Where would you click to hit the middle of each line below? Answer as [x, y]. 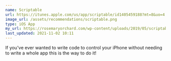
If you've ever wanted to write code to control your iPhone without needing [84, 48]
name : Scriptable [24, 10]
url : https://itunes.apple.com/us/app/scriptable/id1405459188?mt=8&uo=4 [85, 15]
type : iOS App [20, 24]
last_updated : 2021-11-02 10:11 [39, 33]
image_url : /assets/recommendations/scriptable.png [61, 19]
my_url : [13, 29]
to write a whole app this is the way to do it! [51, 53]
